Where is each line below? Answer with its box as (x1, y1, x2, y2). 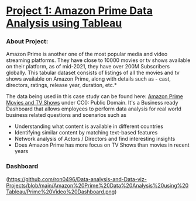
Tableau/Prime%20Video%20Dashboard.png (6, 188, 115, 195)
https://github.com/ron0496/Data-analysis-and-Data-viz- (8, 175, 147, 182)
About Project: (6, 37, 49, 46)
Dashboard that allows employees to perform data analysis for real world (6, 105, 181, 112)
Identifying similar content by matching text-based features (14, 129, 158, 136)
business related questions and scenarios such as (6, 112, 127, 119)
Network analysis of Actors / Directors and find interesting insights (14, 136, 176, 143)
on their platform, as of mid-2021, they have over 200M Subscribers (6, 63, 170, 70)
